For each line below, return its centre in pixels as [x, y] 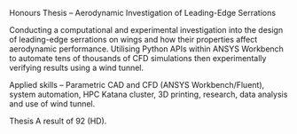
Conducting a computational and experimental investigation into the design [146, 30]
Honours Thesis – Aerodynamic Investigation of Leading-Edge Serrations [143, 13]
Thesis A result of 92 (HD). [58, 121]
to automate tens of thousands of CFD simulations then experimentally [138, 58]
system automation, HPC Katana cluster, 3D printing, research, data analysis [148, 94]
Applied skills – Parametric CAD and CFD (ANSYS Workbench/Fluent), [137, 85]
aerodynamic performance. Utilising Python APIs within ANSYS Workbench [146, 49]
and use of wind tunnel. [52, 104]
